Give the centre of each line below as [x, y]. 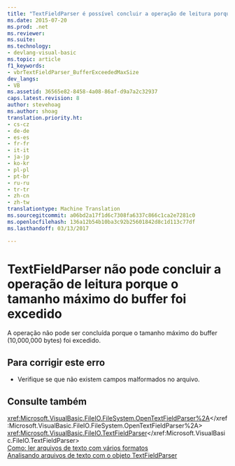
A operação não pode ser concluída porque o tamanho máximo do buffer [113, 333]
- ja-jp [19, 157]
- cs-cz [19, 124]
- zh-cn [19, 196]
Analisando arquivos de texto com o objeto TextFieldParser [92, 456]
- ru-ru [19, 183]
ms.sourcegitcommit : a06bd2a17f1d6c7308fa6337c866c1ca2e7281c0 [101, 216]
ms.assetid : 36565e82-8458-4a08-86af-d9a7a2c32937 [83, 92]
